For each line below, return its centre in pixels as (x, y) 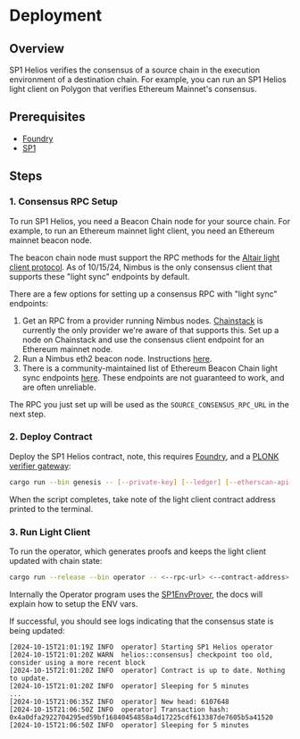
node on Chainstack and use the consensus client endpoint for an (143, 340)
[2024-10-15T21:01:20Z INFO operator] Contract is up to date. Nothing (147, 670)
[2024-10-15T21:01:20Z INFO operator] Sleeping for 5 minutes (129, 686)
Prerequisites (47, 117)
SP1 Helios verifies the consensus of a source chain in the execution (135, 70)
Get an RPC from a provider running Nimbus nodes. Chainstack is (142, 320)
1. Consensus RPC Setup (63, 202)
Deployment (56, 16)
